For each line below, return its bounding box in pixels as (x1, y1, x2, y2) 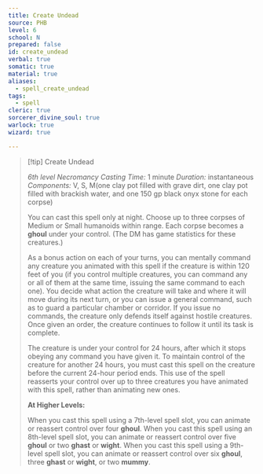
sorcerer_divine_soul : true (8, 114, 100, 122)
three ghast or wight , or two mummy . (27, 457, 151, 466)
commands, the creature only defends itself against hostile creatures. (27, 311, 253, 321)
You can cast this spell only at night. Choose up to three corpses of (27, 212, 246, 222)
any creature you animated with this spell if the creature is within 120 (27, 261, 250, 270)
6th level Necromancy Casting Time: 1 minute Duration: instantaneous (27, 172, 254, 182)
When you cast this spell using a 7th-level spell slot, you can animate (27, 415, 251, 424)
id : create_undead (8, 48, 68, 56)
